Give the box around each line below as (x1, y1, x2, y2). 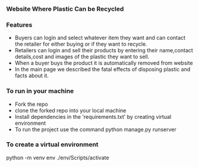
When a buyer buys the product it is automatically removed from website (14, 59, 193, 67)
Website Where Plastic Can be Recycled (6, 5, 124, 13)
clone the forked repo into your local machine (14, 106, 127, 114)
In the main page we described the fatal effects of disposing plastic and (14, 66, 191, 73)
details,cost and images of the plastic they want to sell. (14, 53, 150, 61)
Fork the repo (14, 100, 49, 108)
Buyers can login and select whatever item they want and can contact (14, 34, 186, 42)
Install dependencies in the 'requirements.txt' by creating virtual (14, 113, 172, 120)
